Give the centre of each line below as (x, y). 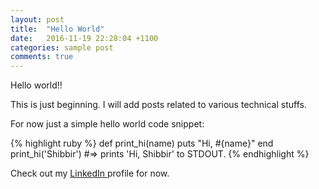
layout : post (37, 19)
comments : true (42, 57)
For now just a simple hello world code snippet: (107, 124)
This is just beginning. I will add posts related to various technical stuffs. (158, 105)
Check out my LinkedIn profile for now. (90, 173)
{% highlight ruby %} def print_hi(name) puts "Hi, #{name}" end (142, 143)
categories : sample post (62, 47)
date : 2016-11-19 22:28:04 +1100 (84, 38)
